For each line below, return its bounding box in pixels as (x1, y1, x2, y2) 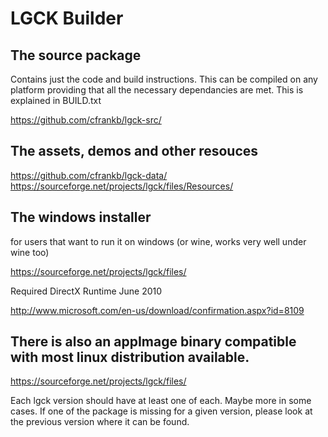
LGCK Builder (10, 7, 124, 30)
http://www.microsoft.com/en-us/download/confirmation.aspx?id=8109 (10, 304, 305, 316)
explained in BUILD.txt (10, 95, 102, 106)
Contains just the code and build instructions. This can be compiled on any (10, 73, 318, 85)
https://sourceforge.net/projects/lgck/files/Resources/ (10, 180, 234, 192)
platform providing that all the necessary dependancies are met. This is (10, 84, 304, 96)
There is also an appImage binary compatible (10, 333, 297, 351)
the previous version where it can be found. (10, 416, 190, 428)
